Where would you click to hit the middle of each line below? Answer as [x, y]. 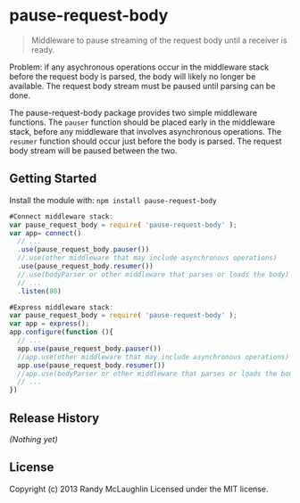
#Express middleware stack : [62, 307]
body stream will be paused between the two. [93, 150]
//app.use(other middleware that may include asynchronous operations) [154, 357]
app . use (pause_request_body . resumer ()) [92, 365]
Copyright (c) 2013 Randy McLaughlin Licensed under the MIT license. [139, 489]
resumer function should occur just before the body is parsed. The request [146, 141]
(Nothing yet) [33, 439]
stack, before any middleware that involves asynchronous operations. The [146, 131]
